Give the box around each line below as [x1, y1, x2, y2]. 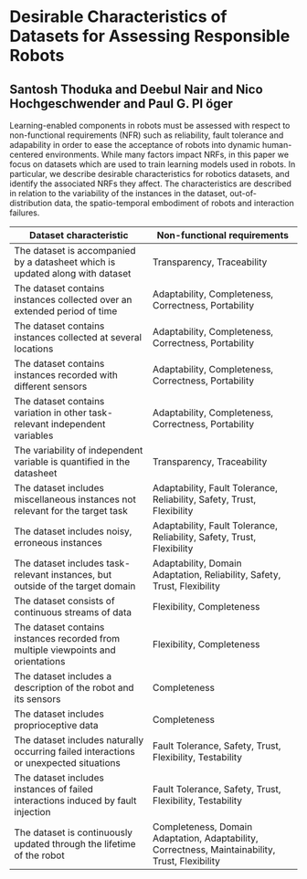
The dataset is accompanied [14, 245, 136, 256]
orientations [14, 655, 66, 667]
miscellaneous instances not [14, 493, 137, 506]
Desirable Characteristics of [9, 6, 228, 27]
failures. [9, 207, 40, 218]
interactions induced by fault [14, 794, 137, 807]
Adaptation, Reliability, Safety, [152, 569, 281, 581]
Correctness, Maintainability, [152, 843, 276, 855]
